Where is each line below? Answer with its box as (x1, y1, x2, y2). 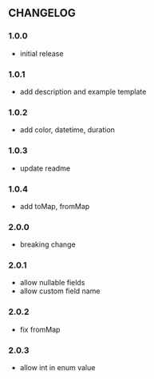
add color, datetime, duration (19, 125, 116, 135)
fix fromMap (19, 325, 61, 334)
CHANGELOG (8, 6, 76, 20)
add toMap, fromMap (19, 201, 90, 211)
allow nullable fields (19, 278, 85, 288)
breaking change (19, 240, 76, 249)
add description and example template (19, 87, 147, 96)
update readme (19, 163, 70, 173)
